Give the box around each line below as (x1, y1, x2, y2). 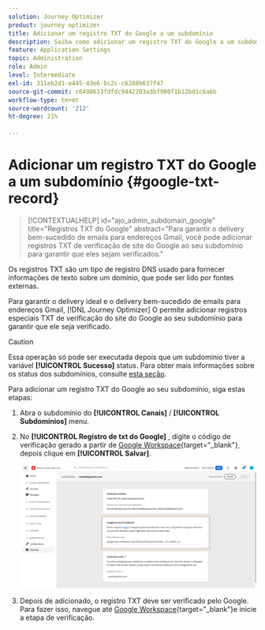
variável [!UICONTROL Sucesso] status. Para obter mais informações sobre (8, 360, 255, 370)
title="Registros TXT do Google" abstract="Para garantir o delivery (27, 223, 244, 233)
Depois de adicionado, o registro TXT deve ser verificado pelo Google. (19, 596, 249, 606)
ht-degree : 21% (8, 113, 58, 121)
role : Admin (8, 63, 47, 71)
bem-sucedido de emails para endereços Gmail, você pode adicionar (27, 232, 252, 242)
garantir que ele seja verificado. (8, 321, 112, 331)
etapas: (8, 392, 33, 402)
